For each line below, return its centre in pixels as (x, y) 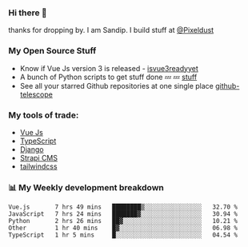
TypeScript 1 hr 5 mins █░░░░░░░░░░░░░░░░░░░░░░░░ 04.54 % (123, 235)
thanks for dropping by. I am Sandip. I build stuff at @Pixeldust (111, 30)
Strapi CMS (39, 157)
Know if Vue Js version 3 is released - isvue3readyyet (109, 68)
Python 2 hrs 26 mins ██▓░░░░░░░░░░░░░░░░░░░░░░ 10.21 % (123, 221)
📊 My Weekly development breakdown (86, 187)
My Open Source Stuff (52, 51)
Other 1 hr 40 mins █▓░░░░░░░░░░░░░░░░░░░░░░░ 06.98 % (123, 228)
